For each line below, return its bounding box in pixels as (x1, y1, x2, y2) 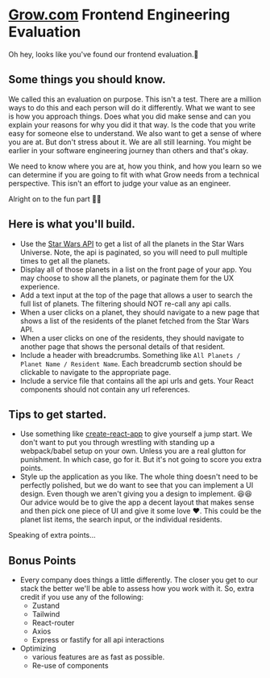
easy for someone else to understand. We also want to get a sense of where (8, 128, 262, 138)
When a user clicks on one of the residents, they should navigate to (19, 333, 244, 343)
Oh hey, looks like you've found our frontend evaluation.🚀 (8, 49, 199, 59)
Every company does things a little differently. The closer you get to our (19, 575, 258, 585)
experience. (19, 281, 60, 291)
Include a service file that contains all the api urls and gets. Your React (19, 376, 254, 385)
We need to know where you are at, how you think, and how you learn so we (8, 161, 262, 171)
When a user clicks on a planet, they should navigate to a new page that (19, 307, 260, 317)
